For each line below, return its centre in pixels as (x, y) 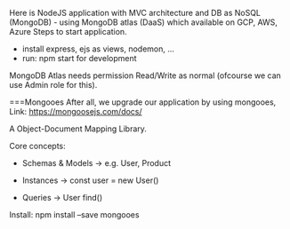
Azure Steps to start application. (68, 32)
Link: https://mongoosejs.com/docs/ (76, 111)
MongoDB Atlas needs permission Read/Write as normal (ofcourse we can (145, 75)
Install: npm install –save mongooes (74, 215)
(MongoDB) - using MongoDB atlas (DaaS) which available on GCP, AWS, (144, 22)
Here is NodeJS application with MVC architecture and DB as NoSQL (135, 13)
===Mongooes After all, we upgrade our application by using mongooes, (143, 102)
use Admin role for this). (53, 85)
